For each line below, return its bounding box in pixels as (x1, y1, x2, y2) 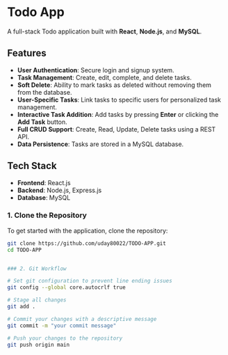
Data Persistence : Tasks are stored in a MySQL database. (17, 140, 184, 148)
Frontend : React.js (17, 178, 71, 187)
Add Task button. (17, 118, 67, 126)
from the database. (17, 88, 72, 96)
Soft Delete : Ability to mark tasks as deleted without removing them (17, 81, 212, 89)
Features (7, 47, 47, 59)
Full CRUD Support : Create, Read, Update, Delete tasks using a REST (17, 125, 216, 133)
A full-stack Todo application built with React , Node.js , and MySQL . (7, 27, 202, 35)
